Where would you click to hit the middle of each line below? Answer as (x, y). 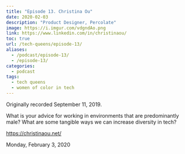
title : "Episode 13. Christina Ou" (49, 11)
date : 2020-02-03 (27, 17)
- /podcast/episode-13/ (40, 55)
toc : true (18, 39)
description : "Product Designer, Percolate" (61, 22)
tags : (13, 77)
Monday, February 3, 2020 (38, 145)
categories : (20, 66)
